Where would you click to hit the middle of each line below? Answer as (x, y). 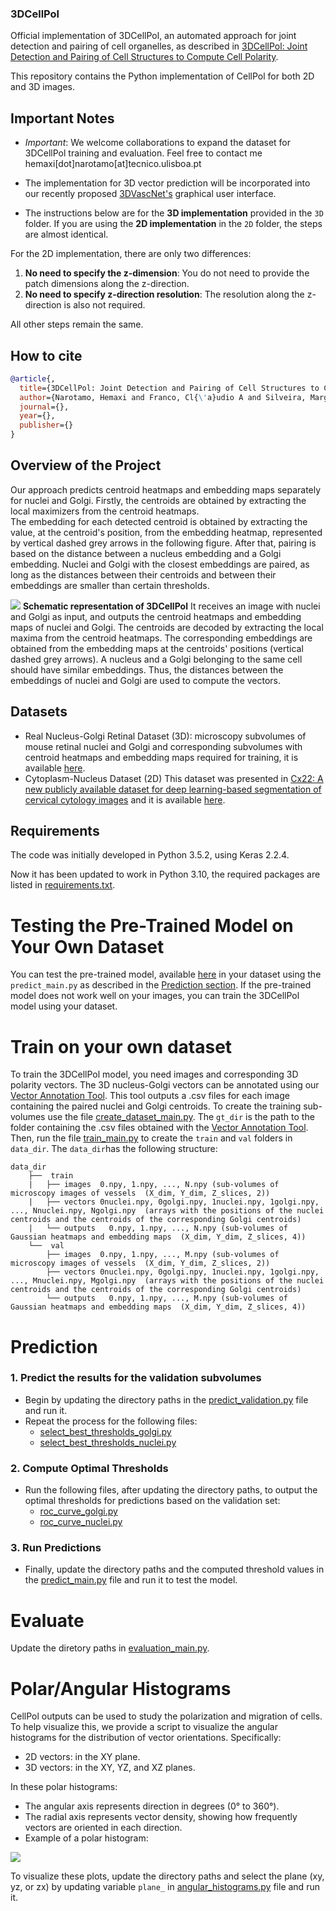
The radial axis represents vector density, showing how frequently (161, 1817)
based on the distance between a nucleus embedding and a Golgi (146, 553)
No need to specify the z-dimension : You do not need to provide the (167, 273)
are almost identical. (66, 234)
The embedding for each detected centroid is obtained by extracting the (159, 521)
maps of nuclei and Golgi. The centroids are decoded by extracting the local (167, 627)
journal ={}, (44, 407)
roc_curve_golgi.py (78, 1511)
